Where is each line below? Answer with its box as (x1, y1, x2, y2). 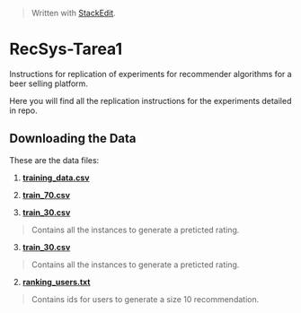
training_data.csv (22, 172, 90, 183)
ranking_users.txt (22, 276, 91, 287)
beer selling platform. (9, 78, 88, 89)
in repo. (9, 105, 38, 116)
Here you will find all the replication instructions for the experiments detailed (9, 95, 292, 106)
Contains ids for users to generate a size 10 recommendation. (31, 293, 260, 304)
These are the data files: (9, 154, 100, 165)
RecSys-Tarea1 (9, 39, 123, 59)
